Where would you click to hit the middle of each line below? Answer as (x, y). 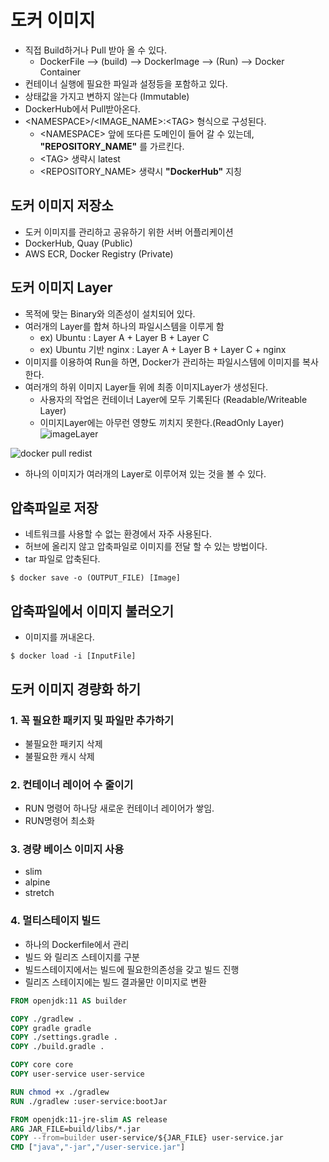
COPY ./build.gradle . (57, 1047)
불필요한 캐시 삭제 (59, 756)
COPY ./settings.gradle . (64, 1037)
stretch (39, 893)
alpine (37, 882)
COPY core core (42, 1065)
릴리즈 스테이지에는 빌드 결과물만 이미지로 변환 (115, 982)
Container (60, 72)
